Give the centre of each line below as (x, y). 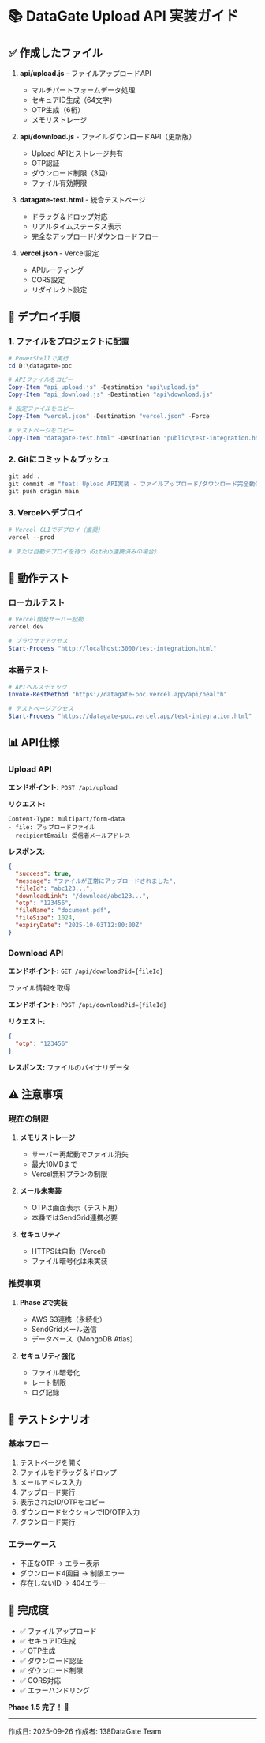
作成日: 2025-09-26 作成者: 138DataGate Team (85, 1731)
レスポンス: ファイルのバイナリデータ (69, 1067)
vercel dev (26, 626)
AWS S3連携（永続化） (69, 1319)
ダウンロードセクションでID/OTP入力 (80, 1512)
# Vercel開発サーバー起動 (46, 620)
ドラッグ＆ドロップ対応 (69, 217)
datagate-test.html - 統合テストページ (82, 200)
